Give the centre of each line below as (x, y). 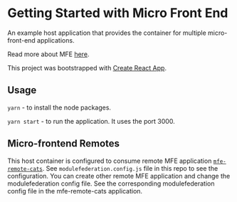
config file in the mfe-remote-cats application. (75, 191)
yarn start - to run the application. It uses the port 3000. (91, 121)
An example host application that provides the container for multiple (107, 33)
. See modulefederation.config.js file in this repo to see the (130, 168)
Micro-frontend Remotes (63, 144)
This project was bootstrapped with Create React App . (87, 68)
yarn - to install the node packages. (59, 107)
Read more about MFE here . (48, 54)
